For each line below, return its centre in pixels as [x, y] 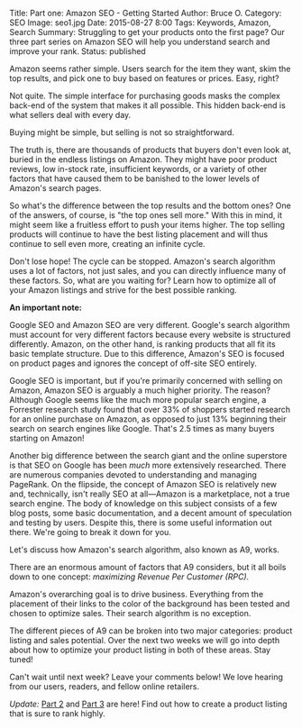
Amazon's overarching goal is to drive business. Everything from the [137, 594]
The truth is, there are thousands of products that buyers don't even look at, [150, 150]
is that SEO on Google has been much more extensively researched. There [148, 465]
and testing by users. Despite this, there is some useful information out [141, 523]
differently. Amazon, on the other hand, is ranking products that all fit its [143, 344]
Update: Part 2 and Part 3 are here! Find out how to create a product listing [148, 704]
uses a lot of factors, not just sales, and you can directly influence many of [148, 271]
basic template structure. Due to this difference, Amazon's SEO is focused [147, 354]
